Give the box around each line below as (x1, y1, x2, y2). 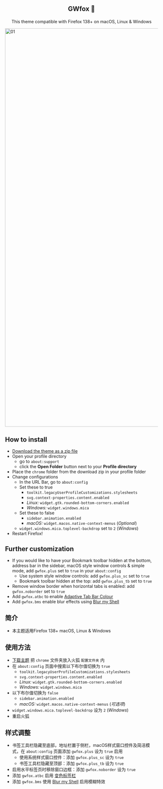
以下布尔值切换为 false (12, 690, 59, 695)
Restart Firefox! (12, 531, 43, 537)
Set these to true (19, 484, 53, 490)
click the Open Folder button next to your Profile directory (19, 464, 137, 470)
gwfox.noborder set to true (12, 588, 65, 594)
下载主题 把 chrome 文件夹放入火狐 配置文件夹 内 (12, 657, 105, 663)
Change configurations (12, 474, 58, 480)
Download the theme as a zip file (12, 448, 78, 454)
